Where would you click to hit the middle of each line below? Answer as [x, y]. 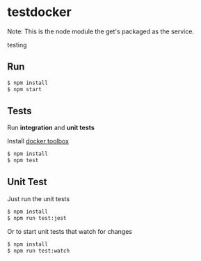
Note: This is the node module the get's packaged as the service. [101, 31]
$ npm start [24, 89]
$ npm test [23, 161]
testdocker [39, 12]
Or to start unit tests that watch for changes [70, 231]
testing [17, 45]
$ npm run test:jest [37, 218]
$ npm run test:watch [39, 251]
